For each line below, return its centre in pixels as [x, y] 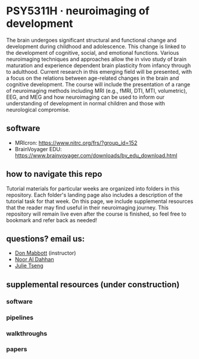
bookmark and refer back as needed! [52, 220]
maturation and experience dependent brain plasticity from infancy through [99, 65]
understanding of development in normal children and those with [86, 103]
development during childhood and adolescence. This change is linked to [96, 46]
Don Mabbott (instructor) [45, 253]
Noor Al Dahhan [34, 260]
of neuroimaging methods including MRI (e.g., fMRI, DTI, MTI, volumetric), [97, 90]
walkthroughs [27, 333]
